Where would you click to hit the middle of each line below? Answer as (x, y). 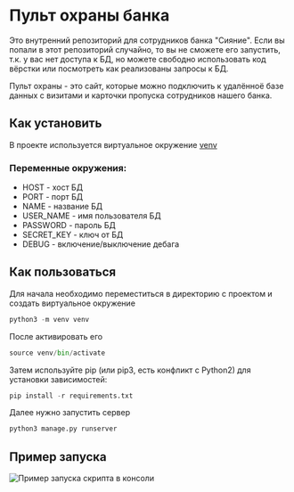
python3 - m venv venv (49, 319)
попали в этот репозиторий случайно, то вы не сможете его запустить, (145, 49)
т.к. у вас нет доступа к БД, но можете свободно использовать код (138, 59)
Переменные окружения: (68, 168)
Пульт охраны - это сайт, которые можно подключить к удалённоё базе (147, 86)
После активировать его (56, 336)
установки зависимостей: (58, 379)
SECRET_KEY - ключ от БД (73, 235)
